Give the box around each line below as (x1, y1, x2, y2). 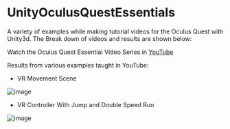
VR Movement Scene (16, 74, 77, 83)
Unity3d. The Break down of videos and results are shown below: (7, 34, 192, 42)
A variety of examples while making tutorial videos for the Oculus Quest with (7, 27, 224, 35)
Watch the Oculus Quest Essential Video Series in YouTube (7, 48, 174, 56)
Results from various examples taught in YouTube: (7, 61, 149, 69)
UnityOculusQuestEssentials (7, 5, 176, 20)
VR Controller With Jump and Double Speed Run (16, 100, 154, 109)
